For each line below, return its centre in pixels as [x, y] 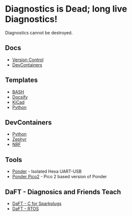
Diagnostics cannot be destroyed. [39, 33]
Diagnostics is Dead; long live [66, 9]
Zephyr [19, 139]
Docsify [20, 97]
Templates [21, 80]
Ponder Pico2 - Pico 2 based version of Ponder [59, 177]
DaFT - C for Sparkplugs [37, 203]
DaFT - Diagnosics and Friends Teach [63, 192]
